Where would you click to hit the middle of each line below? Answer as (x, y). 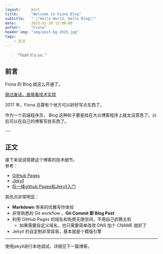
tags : (10, 37)
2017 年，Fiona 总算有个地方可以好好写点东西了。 (55, 104)
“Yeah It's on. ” (32, 55)
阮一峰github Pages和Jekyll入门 (44, 186)
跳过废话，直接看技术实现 (31, 94)
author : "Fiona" (26, 28)
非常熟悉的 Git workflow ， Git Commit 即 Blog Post (63, 213)
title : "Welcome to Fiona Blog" (43, 14)
